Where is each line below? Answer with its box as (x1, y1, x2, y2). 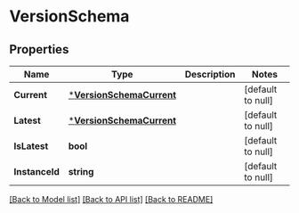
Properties (9, 42, 69, 57)
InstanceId (13, 166, 61, 177)
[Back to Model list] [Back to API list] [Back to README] (9, 194, 214, 204)
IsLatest (13, 140, 49, 152)
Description (184, 69, 236, 80)
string (68, 166, 94, 177)
